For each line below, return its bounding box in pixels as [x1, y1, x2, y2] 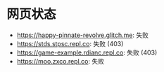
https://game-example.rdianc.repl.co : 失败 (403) [16, 48, 158, 57]
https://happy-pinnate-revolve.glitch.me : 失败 [16, 31, 149, 39]
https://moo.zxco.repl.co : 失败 [16, 57, 105, 65]
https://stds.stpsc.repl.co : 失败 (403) [16, 39, 124, 48]
